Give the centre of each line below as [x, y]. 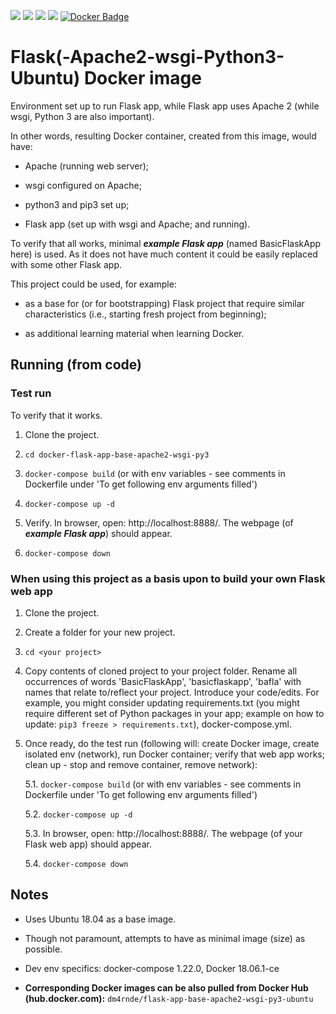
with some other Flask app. [66, 264]
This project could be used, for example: [93, 284]
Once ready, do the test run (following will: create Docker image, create [172, 743]
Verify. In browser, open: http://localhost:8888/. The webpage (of [159, 522]
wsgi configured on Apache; [83, 185]
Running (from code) [76, 365]
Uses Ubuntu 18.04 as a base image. [100, 919]
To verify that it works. [56, 415]
